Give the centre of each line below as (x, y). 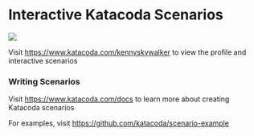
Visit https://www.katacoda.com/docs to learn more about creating (119, 99)
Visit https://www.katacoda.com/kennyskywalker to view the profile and (127, 52)
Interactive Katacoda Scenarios (116, 15)
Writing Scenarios (44, 81)
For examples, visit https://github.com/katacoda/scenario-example (119, 123)
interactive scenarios (43, 60)
